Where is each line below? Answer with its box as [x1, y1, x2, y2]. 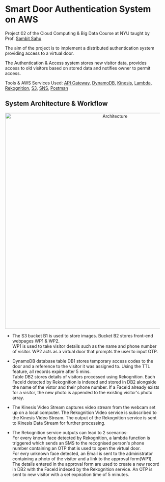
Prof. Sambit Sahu [5, 36, 42, 41]
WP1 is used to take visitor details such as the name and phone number [12, 343, 157, 349]
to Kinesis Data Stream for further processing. [12, 420, 106, 426]
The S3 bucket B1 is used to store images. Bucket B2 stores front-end [12, 333, 153, 338]
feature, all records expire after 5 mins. [12, 369, 91, 374]
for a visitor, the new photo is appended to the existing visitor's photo [12, 389, 153, 395]
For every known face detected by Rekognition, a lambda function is [12, 435, 151, 441]
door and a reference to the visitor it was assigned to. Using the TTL [12, 363, 151, 369]
